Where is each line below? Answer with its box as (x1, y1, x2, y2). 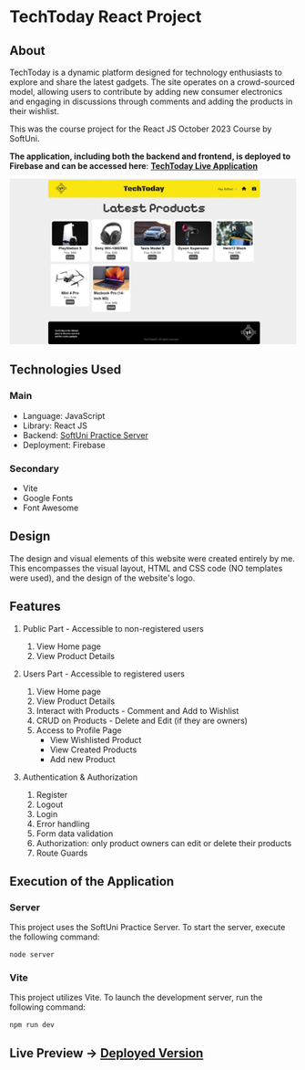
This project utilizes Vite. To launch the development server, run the (9, 992, 263, 1003)
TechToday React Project (9, 6, 202, 27)
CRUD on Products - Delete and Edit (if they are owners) (36, 715, 249, 726)
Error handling (36, 818, 90, 829)
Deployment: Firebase (22, 439, 107, 450)
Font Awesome (22, 502, 79, 513)
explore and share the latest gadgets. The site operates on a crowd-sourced (9, 77, 296, 88)
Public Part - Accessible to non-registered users (22, 623, 205, 634)
